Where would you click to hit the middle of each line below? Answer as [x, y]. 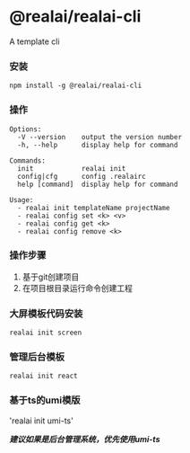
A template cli [35, 41]
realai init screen [46, 333]
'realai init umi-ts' [41, 421]
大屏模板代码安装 [46, 314]
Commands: [28, 160]
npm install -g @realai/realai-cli [76, 86]
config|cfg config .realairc [82, 176]
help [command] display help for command [98, 184]
